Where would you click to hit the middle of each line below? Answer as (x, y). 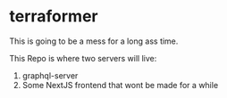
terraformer (54, 16)
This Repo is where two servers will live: (83, 58)
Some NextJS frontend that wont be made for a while (120, 85)
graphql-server (50, 75)
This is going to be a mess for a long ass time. (94, 41)
